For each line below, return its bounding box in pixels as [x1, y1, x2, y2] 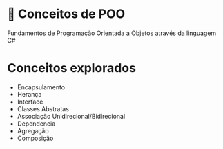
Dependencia [17, 119, 56, 128]
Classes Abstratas [17, 104, 69, 113]
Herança [17, 90, 42, 98]
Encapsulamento [17, 82, 66, 91]
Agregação [17, 126, 50, 135]
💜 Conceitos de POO [7, 6, 126, 22]
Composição [17, 134, 54, 142]
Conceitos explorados [7, 60, 137, 76]
